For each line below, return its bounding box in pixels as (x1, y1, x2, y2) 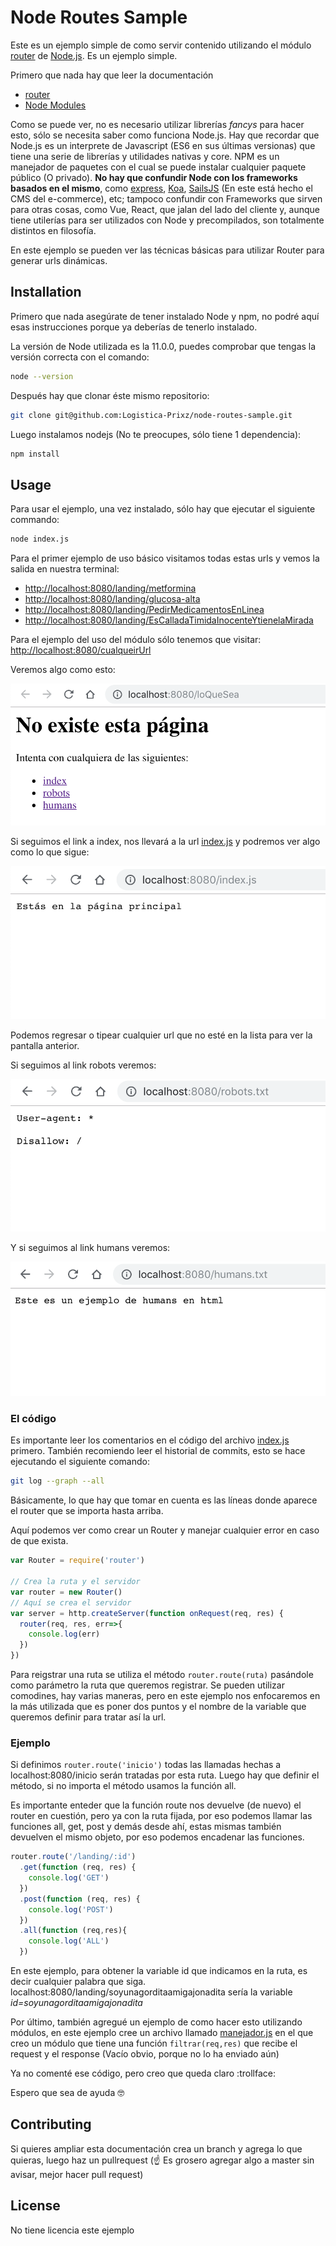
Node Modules (24, 99, 87, 111)
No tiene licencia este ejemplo (10, 2224, 135, 2236)
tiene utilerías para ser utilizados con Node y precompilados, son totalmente (10, 214, 325, 226)
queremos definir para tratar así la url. (10, 1711, 167, 1723)
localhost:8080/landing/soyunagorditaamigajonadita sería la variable (10, 1986, 293, 1998)
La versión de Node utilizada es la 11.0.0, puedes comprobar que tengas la (10, 340, 317, 352)
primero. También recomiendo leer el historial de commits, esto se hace (10, 1445, 306, 1457)
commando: (10, 514, 60, 526)
